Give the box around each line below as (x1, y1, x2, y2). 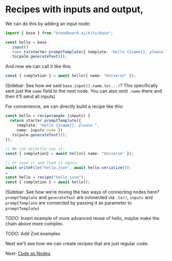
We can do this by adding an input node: (5, 21, 91, 27)
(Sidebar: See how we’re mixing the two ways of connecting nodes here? (5, 189, 160, 195)
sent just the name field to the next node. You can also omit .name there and (5, 88, 162, 94)
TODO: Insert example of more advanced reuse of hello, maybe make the (5, 215, 160, 221)
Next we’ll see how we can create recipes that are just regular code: (5, 240, 149, 247)
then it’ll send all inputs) (5, 93, 55, 99)
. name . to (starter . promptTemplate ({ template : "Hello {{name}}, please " (10, 49, 168, 54)
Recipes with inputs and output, (5, 4, 144, 15)
